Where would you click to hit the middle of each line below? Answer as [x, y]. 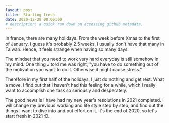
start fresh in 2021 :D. [27, 116]
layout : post [19, 10]
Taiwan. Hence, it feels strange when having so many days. [67, 49]
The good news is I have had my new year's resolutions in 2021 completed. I [84, 100]
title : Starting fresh [30, 15]
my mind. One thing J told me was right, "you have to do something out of [82, 64]
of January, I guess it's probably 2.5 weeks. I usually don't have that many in [85, 44]
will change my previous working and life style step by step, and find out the [84, 106]
